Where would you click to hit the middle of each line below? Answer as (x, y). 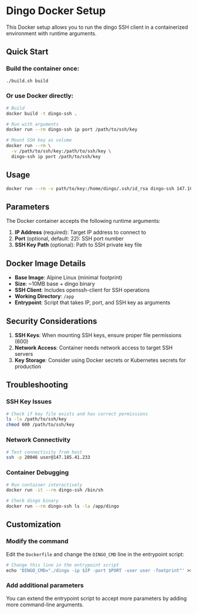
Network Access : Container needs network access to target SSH (94, 348)
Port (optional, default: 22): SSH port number (69, 239)
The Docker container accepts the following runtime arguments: (83, 221)
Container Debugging (38, 473)
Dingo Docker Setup (56, 11)
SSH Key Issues (29, 402)
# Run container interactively (44, 485)
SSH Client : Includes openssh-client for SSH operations (82, 290)
